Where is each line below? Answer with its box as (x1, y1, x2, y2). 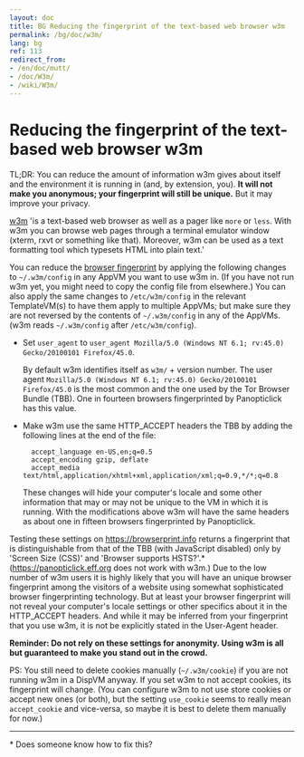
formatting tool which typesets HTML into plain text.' (9, 244, 205, 254)
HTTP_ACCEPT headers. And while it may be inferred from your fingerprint (9, 610, 289, 621)
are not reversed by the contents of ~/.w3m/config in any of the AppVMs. (9, 310, 280, 321)
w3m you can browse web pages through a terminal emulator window (9, 225, 270, 235)
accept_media (31, 463, 81, 472)
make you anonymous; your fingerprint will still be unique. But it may (9, 187, 273, 199)
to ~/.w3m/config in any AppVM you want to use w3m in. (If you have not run (9, 271, 295, 282)
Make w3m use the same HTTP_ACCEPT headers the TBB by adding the (22, 420, 293, 431)
